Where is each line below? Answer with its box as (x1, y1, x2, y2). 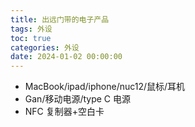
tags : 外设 (10, 24, 53, 34)
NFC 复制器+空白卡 (24, 106, 105, 118)
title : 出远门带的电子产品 (10, 14, 110, 25)
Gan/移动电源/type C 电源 (24, 93, 132, 105)
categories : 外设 (10, 42, 80, 53)
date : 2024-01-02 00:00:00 (10, 52, 123, 62)
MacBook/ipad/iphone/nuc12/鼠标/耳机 (24, 81, 186, 93)
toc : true (10, 33, 52, 43)
